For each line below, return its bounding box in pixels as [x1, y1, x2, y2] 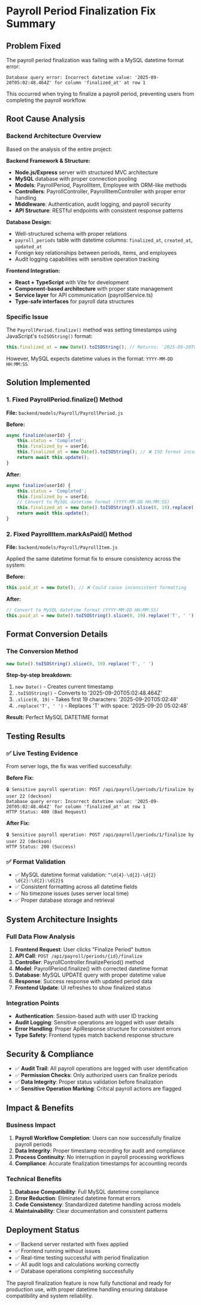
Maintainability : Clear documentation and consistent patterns [14, 1207, 168, 1215]
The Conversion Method [6, 647, 78, 656]
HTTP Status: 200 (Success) [6, 844, 77, 850]
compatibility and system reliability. [6, 1292, 93, 1299]
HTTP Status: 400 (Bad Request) [6, 809, 87, 815]
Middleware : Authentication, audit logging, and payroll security [14, 200, 171, 208]
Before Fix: [6, 774, 34, 781]
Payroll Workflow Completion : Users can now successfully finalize [14, 1134, 181, 1141]
